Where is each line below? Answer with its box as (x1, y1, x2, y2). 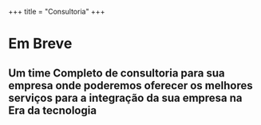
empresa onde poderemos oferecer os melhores (8, 79, 253, 92)
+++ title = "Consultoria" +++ (8, 7, 105, 16)
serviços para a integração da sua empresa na (8, 91, 243, 104)
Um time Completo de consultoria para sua (8, 66, 225, 80)
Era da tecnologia (8, 104, 97, 117)
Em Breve (8, 35, 73, 53)
